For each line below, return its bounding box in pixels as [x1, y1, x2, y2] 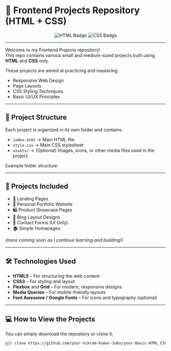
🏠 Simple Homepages [12, 225, 61, 231]
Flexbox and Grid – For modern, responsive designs [12, 284, 122, 290]
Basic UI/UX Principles [12, 94, 60, 100]
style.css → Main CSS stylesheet [12, 142, 84, 148]
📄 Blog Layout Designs [12, 214, 61, 220]
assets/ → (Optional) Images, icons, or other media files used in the [12, 147, 155, 153]
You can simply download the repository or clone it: [5, 331, 113, 337]
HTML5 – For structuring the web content [12, 273, 100, 279]
